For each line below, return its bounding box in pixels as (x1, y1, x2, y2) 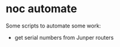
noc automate (5, 2, 77, 16)
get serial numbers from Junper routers (14, 34, 114, 41)
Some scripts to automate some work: (5, 22, 101, 29)
